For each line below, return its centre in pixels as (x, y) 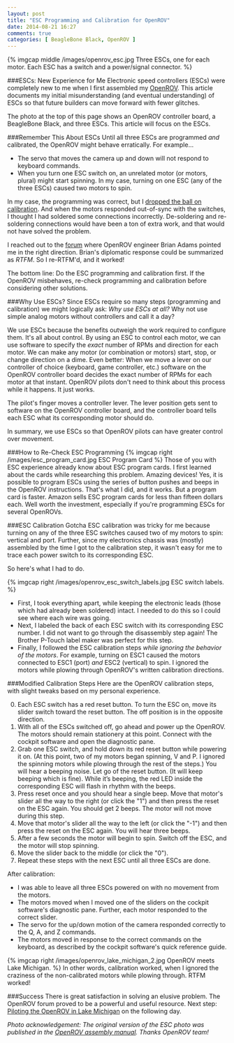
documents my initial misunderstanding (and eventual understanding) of (111, 96)
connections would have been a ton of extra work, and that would (130, 224)
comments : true (29, 33)
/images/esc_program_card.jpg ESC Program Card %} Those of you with (112, 460)
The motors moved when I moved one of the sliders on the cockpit (113, 902)
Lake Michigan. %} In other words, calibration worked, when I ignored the (113, 968)
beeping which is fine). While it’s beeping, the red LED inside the (110, 779)
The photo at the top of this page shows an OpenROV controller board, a (111, 117)
